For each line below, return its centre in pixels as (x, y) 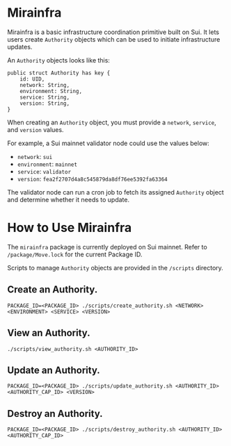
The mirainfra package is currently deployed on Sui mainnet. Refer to (107, 247)
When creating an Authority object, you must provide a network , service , (112, 122)
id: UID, (32, 79)
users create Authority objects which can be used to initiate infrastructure (114, 39)
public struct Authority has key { (59, 73)
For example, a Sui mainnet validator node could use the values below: (109, 143)
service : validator (44, 171)
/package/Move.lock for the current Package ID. (75, 254)
